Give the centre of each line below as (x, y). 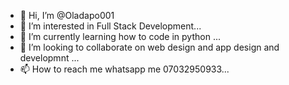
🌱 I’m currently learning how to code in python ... (120, 36)
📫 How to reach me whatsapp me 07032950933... (124, 69)
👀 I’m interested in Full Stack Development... (110, 26)
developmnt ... (49, 58)
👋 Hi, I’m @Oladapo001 (67, 15)
